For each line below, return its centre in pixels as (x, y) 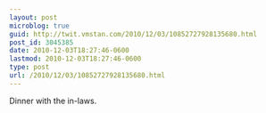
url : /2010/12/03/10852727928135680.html (87, 76)
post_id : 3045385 (42, 42)
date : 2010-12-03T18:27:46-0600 (69, 51)
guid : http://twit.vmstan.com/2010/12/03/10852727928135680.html (133, 34)
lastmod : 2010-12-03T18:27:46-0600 (75, 59)
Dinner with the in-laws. (53, 101)
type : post (29, 68)
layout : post (33, 17)
